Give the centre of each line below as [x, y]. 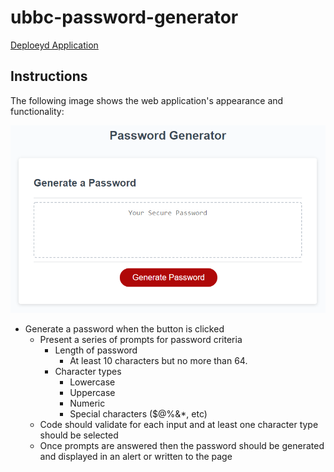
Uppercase [92, 393]
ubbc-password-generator [124, 17]
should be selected [79, 435]
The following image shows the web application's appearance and [147, 100]
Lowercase [92, 382]
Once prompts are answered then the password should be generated [182, 446]
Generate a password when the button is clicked [124, 329]
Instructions [49, 76]
